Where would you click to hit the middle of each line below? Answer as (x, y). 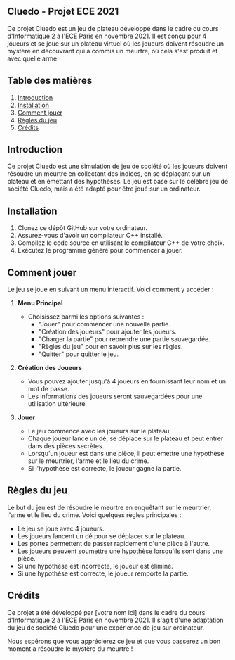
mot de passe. (48, 389)
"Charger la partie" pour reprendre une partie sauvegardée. (124, 339)
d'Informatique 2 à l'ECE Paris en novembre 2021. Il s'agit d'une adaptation (115, 620)
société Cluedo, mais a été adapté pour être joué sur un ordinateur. (104, 189)
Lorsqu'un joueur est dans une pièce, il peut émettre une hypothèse (126, 454)
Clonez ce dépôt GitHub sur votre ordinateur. (82, 228)
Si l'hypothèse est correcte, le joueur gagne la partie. (105, 469)
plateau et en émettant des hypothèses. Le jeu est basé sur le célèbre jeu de (118, 182)
